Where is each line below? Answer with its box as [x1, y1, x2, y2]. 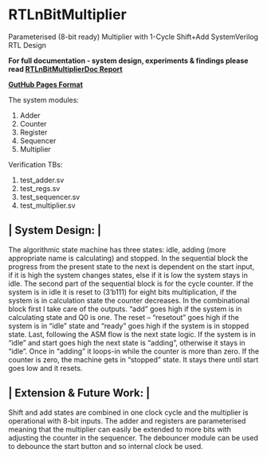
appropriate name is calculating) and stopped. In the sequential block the [8, 253, 249, 263]
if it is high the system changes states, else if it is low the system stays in [8, 270, 249, 279]
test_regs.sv [19, 183, 61, 193]
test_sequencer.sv [19, 192, 80, 201]
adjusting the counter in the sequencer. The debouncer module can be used [8, 432, 259, 443]
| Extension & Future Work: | [8, 386, 150, 400]
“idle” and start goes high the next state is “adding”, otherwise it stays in [8, 338, 245, 347]
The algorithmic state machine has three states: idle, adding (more [8, 244, 226, 254]
